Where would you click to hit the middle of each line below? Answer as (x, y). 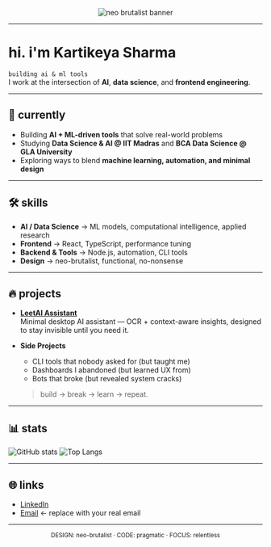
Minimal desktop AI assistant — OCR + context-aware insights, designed (141, 322)
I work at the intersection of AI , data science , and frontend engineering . (129, 82)
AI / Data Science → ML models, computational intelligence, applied (133, 226)
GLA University (46, 151)
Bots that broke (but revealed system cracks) (107, 379)
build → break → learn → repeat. (94, 394)
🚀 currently (37, 115)
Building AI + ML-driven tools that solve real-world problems (121, 134)
